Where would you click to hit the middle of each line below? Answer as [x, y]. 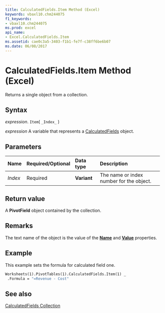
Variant [84, 178]
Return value [25, 199]
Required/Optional [48, 164]
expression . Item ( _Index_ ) [32, 122]
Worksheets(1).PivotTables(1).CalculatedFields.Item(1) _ [66, 274]
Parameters [23, 147]
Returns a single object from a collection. [47, 94]
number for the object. [125, 181]
